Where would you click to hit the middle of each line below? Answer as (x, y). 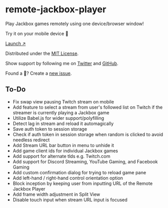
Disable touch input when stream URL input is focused (70, 200)
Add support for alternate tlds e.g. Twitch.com (61, 156)
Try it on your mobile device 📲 (37, 33)
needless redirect (31, 140)
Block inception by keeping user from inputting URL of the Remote (82, 183)
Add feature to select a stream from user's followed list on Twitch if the (88, 107)
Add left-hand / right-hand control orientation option (68, 178)
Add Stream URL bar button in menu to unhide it (63, 145)
